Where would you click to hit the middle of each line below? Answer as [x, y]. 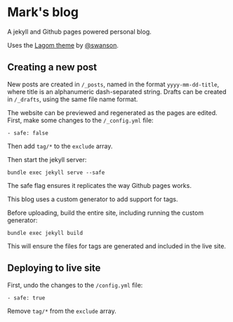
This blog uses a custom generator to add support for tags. [93, 199]
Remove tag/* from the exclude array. [62, 311]
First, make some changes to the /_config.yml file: [80, 120]
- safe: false [28, 133]
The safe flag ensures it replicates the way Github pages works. [99, 185]
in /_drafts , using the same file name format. [73, 99]
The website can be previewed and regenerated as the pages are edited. [112, 112]
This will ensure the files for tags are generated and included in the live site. [117, 246]
